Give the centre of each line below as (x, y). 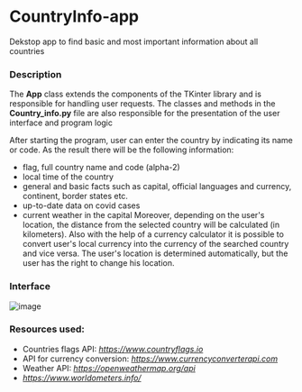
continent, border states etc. (75, 196)
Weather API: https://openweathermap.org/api (109, 368)
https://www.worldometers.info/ (82, 378)
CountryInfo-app (74, 17)
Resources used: (47, 329)
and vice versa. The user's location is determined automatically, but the (155, 253)
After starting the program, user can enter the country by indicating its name (151, 141)
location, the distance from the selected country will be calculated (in (151, 225)
